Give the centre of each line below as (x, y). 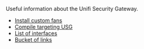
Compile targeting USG (44, 27)
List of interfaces (36, 33)
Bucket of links (33, 40)
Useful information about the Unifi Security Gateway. (72, 9)
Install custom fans (38, 20)
